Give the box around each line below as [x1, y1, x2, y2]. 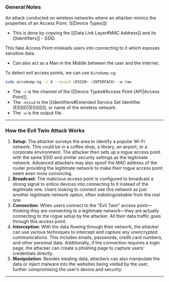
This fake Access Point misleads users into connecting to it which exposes [5, 45, 160, 51]
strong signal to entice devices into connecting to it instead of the [12, 181, 148, 187]
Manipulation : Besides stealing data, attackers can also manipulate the [12, 256, 160, 262]
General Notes [5, 4, 41, 11]
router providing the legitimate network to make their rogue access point [12, 165, 163, 171]
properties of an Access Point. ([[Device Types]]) [5, 20, 107, 26]
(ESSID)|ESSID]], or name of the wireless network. [12, 104, 117, 111]
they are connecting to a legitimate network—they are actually [30, 208, 159, 214]
